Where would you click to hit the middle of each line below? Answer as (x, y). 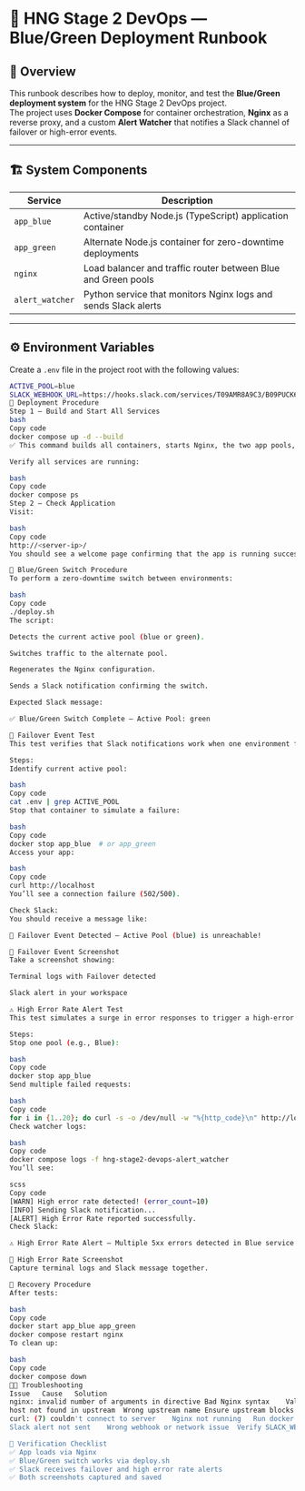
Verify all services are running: (75, 462)
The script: (32, 620)
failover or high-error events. (64, 132)
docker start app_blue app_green (73, 1326)
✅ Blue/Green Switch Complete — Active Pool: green (110, 719)
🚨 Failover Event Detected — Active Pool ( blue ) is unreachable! (135, 935)
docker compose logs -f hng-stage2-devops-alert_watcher (119, 1160)
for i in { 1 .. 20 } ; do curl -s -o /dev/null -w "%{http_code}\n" (133, 1118)
